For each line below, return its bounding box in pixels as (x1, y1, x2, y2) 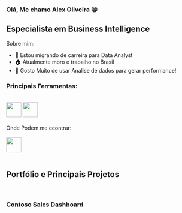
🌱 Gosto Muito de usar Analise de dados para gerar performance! (14, 67, 177, 74)
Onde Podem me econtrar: (6, 124, 72, 131)
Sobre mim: (6, 40, 35, 47)
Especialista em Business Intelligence (6, 24, 150, 34)
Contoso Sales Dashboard (6, 200, 84, 209)
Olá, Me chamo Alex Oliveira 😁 (6, 5, 98, 14)
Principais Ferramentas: (6, 82, 78, 90)
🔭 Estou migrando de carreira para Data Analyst (14, 51, 133, 59)
